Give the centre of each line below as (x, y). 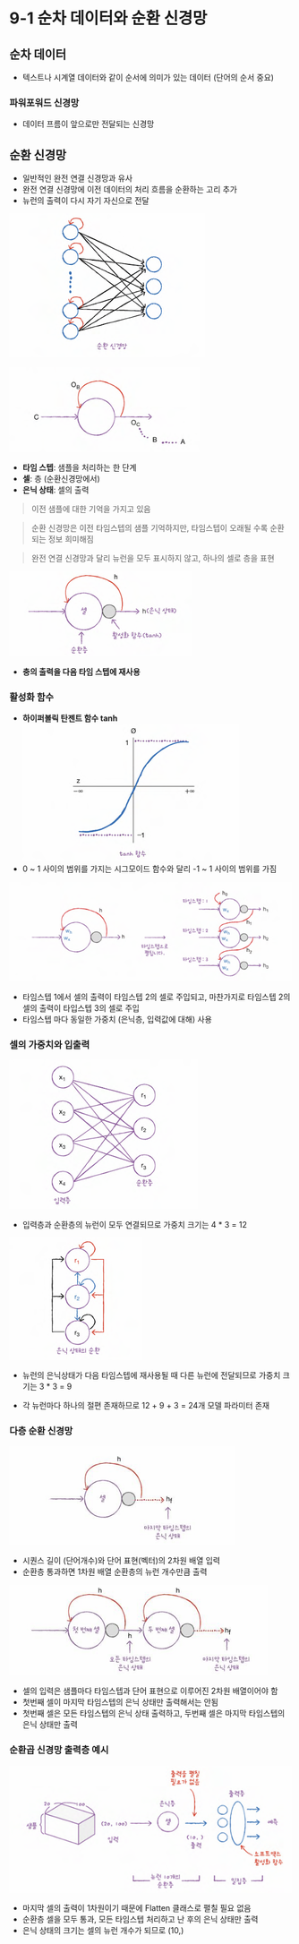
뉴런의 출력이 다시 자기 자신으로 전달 (85, 201)
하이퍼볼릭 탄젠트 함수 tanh (70, 718)
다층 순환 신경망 (41, 1431)
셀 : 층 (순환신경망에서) (61, 479)
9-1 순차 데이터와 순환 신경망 (108, 18)
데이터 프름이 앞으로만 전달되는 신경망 (88, 124)
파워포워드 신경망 (44, 102)
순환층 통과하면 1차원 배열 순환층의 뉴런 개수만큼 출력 (115, 1571)
